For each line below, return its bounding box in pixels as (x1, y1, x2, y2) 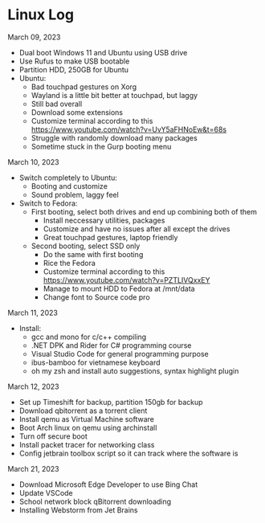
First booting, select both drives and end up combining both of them (31, 206, 258, 216)
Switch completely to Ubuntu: (18, 173, 118, 182)
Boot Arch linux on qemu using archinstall (18, 423, 157, 432)
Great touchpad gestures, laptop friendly (43, 232, 178, 242)
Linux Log (7, 6, 74, 24)
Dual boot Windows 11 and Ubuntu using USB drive (18, 47, 188, 57)
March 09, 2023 (7, 32, 61, 42)
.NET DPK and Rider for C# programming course (31, 340, 192, 350)
